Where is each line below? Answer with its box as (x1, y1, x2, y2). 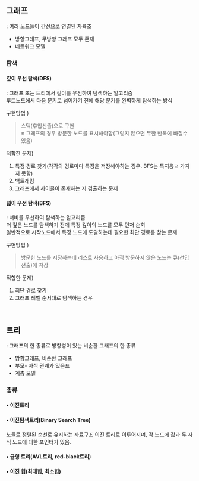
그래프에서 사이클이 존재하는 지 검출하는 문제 (14, 184, 119, 192)
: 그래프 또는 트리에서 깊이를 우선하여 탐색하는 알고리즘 (6, 89, 133, 97)
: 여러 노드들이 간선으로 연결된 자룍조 (6, 23, 92, 30)
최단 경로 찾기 (14, 287, 47, 294)
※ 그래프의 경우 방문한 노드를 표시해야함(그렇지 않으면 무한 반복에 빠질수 (20, 129, 188, 136)
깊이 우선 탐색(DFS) (6, 75, 52, 82)
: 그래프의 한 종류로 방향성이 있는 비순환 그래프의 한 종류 (6, 342, 136, 349)
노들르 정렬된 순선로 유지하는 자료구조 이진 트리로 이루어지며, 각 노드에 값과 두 (6, 431, 187, 438)
